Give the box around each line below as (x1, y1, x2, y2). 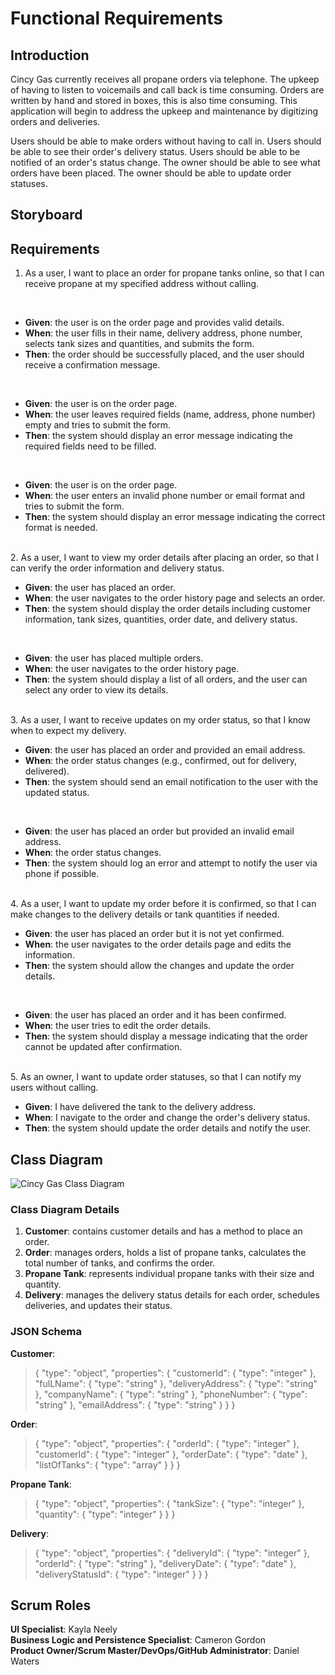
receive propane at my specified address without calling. (24, 278, 260, 290)
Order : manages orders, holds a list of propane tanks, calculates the (24, 1247, 307, 1259)
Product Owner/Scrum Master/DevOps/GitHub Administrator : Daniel (10, 1645, 300, 1657)
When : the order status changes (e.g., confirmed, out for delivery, (24, 755, 298, 767)
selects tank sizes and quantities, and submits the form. (24, 338, 255, 350)
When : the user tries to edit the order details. (24, 1020, 212, 1032)
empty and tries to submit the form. (24, 419, 172, 431)
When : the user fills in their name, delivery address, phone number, (24, 327, 303, 339)
